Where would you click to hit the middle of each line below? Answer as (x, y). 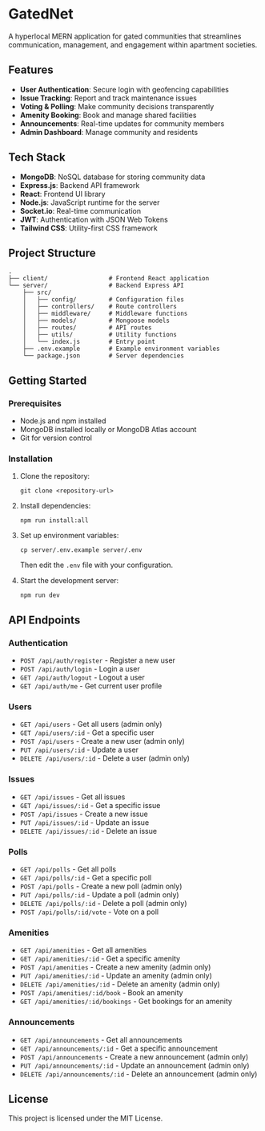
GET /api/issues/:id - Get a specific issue (90, 805)
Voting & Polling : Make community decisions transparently (117, 106)
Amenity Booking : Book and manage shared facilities (108, 115)
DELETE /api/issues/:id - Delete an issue (88, 831)
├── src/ (37, 293)
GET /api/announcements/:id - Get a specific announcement (118, 1048)
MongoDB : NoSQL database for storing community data (112, 177)
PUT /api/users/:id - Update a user (79, 750)
